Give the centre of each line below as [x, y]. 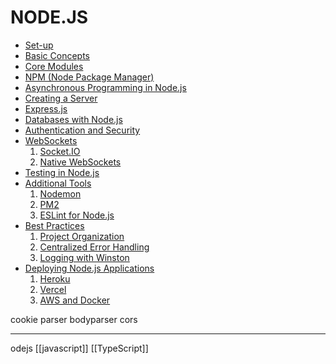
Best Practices [54, 225]
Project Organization [82, 236]
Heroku [55, 278]
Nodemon [60, 193]
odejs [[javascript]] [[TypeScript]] [79, 348]
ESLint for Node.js [77, 215]
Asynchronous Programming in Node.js [105, 87]
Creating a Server [61, 98]
